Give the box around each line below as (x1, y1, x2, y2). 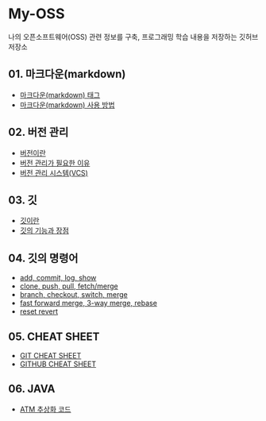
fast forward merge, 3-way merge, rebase (19, 299, 157, 308)
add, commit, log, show (19, 273, 97, 283)
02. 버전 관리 (8, 126, 69, 139)
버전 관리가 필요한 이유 (19, 158, 91, 168)
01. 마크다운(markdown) (8, 68, 126, 81)
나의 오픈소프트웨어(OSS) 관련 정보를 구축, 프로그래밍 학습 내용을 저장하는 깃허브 (8, 32, 259, 41)
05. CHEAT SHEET (8, 330, 100, 343)
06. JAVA (8, 382, 56, 396)
